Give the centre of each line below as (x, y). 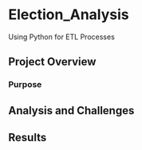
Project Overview (52, 62)
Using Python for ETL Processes (62, 37)
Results (28, 138)
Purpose (25, 85)
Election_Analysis (69, 15)
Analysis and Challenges (71, 111)
